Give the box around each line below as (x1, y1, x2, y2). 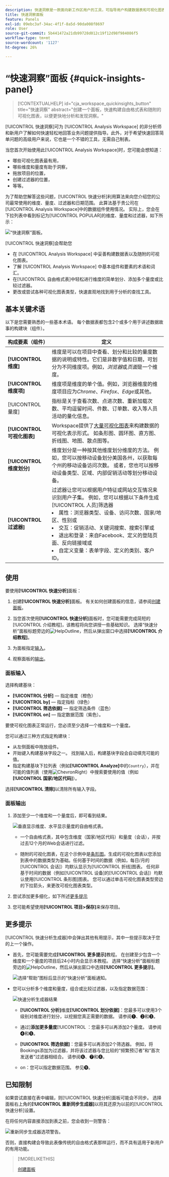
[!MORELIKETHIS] (17, 1156, 55, 1162)
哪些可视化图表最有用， (12, 157, 61, 163)
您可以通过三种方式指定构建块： (5, 733, 71, 739)
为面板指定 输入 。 (12, 645, 48, 651)
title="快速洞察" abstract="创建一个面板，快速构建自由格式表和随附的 (17, 106, 162, 113)
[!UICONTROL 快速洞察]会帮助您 (5, 240, 72, 246)
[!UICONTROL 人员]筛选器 (51, 501, 114, 509)
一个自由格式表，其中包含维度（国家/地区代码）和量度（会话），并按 (20, 833, 161, 840)
